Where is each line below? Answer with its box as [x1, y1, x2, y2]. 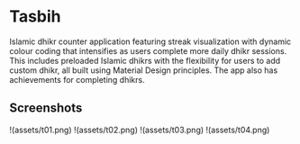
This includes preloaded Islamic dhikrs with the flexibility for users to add [9, 55, 281, 66]
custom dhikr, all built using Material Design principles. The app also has [9, 65, 278, 76]
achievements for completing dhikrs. [9, 74, 146, 85]
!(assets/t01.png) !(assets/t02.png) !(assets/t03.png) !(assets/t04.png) [9, 124, 270, 135]
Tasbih [9, 6, 61, 27]
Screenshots [9, 101, 83, 116]
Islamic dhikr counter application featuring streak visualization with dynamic [9, 36, 292, 47]
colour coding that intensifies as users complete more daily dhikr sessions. [9, 45, 287, 56]
